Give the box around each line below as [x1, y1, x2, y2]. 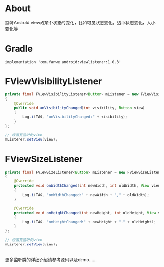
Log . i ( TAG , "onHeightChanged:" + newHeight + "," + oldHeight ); [22, 220, 156, 224]
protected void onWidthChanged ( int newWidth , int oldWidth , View [14, 183, 150, 188]
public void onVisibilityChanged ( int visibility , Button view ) [14, 106, 145, 111]
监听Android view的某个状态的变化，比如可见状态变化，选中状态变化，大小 [5, 20, 156, 25]
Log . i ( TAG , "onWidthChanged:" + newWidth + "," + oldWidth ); [22, 192, 150, 197]
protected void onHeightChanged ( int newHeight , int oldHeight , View [14, 210, 156, 215]
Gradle [5, 44, 33, 54]
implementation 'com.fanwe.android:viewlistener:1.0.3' [5, 59, 121, 64]
